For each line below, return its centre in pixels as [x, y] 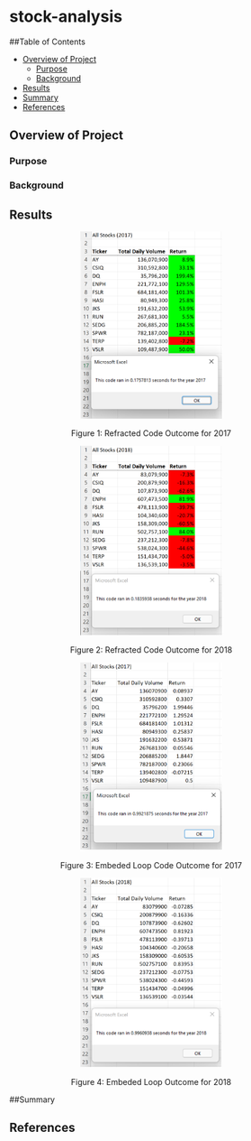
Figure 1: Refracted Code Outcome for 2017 [151, 433]
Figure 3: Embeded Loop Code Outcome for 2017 [151, 866]
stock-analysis [66, 17]
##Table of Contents [47, 42]
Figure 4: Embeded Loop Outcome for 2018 [151, 1081]
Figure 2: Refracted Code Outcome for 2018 [151, 649]
